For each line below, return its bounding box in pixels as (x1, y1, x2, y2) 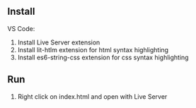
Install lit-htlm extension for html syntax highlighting (17, 45, 168, 54)
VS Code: (7, 24, 35, 32)
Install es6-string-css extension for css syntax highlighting (17, 53, 189, 61)
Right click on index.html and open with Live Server (17, 92, 168, 101)
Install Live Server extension (17, 38, 100, 47)
